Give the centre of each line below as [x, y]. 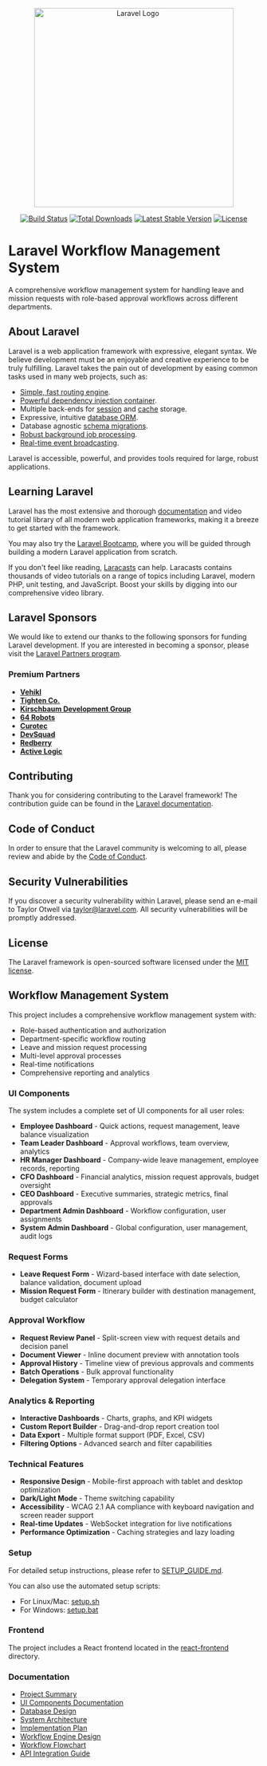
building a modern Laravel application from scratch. [93, 552]
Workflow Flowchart [53, 1745]
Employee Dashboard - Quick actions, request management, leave [130, 1126]
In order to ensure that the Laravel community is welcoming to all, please [128, 848]
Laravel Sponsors [53, 618]
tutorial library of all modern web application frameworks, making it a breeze [133, 519]
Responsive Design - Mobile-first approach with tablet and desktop [131, 1481]
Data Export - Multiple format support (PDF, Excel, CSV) [112, 1434]
